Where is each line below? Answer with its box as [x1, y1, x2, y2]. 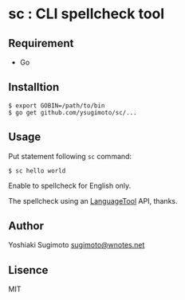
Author [8, 220, 44, 233]
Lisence [8, 263, 49, 277]
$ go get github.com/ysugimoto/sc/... [8, 108, 137, 116]
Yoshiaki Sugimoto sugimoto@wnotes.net [8, 240, 145, 250]
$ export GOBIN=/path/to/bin [8, 101, 105, 110]
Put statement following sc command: [8, 151, 132, 161]
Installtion [8, 80, 60, 94]
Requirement [8, 37, 74, 50]
